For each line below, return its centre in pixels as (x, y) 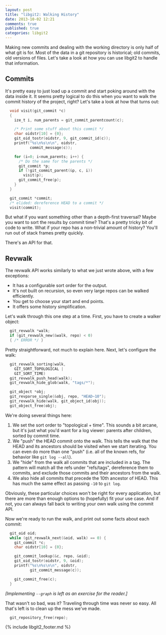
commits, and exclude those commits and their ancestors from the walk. (87, 472)
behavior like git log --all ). (42, 457)
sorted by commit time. (36, 435)
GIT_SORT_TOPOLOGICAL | (39, 369)
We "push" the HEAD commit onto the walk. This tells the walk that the (85, 441)
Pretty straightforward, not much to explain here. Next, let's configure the (81, 349)
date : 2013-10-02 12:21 (30, 19)
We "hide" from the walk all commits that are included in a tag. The (81, 462)
